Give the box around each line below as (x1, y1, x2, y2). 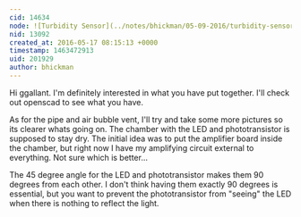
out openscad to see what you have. (9, 96, 143, 107)
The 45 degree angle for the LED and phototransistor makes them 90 (9, 169, 264, 179)
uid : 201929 (9, 54, 54, 63)
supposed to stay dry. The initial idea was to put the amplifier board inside (9, 133, 283, 144)
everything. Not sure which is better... (9, 152, 149, 163)
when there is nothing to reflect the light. (9, 197, 159, 208)
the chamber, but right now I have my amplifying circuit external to (9, 142, 254, 153)
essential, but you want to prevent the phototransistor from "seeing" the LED (9, 188, 292, 199)
